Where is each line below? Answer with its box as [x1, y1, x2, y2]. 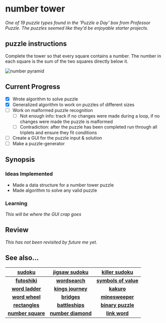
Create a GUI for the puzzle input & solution [12, 135, 102, 141]
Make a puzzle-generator [12, 140, 65, 146]
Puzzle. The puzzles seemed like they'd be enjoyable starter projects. [5, 25, 148, 31]
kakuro [109, 285, 126, 292]
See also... [5, 254, 39, 262]
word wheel [12, 293, 41, 300]
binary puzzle [100, 301, 134, 308]
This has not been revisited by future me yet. [5, 239, 97, 245]
